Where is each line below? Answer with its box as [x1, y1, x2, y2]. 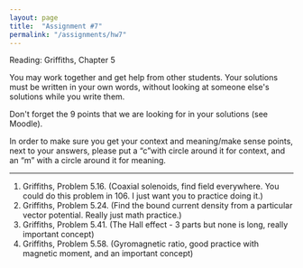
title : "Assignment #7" [9, 22, 103, 31]
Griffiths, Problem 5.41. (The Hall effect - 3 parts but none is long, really [22, 219, 289, 230]
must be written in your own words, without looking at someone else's [9, 82, 271, 93]
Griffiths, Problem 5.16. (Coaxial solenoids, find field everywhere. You [22, 181, 280, 192]
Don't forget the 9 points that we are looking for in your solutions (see [9, 109, 269, 120]
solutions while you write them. [9, 91, 125, 102]
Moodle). [9, 118, 43, 129]
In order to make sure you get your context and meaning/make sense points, [9, 136, 293, 147]
